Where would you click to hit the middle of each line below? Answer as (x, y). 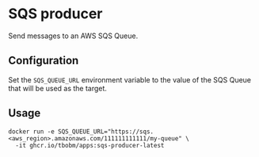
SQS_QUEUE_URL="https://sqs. (106, 132)
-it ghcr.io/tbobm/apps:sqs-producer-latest (90, 145)
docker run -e (32, 132)
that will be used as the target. (57, 88)
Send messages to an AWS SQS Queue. (73, 36)
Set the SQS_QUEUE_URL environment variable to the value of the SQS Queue (130, 79)
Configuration (44, 61)
